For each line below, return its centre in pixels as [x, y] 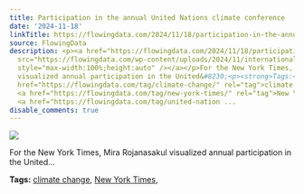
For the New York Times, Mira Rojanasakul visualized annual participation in [151, 152]
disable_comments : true [54, 110]
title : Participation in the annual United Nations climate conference [147, 18]
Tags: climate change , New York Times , [84, 180]
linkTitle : [30, 34]
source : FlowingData [48, 43]
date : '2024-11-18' [46, 26]
